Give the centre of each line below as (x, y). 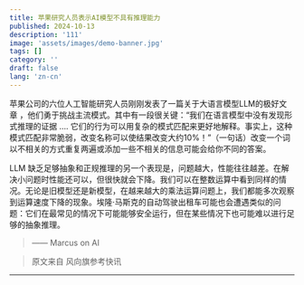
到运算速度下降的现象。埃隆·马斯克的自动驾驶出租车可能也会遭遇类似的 (142, 202)
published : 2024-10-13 (52, 26)
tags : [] (26, 52)
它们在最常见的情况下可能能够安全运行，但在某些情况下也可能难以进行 (156, 213)
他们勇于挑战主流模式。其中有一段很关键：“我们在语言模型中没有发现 (156, 115)
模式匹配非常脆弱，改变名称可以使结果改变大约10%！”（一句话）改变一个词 (150, 138)
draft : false (34, 69)
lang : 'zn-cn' (36, 77)
